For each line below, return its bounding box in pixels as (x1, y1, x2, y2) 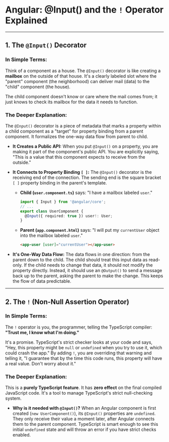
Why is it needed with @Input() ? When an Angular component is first (12, 405, 156, 411)
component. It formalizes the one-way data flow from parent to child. (5, 133, 148, 140)
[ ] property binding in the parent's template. (12, 179, 107, 185)
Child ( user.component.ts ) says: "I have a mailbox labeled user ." (20, 190, 152, 196)
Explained (5, 15, 48, 26)
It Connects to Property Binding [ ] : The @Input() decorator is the (12, 169, 152, 175)
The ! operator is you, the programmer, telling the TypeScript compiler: (5, 324, 152, 330)
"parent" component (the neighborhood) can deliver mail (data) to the (5, 78, 150, 84)
